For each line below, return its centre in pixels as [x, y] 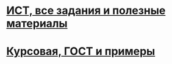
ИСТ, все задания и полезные [86, 11]
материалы [37, 23]
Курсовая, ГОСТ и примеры [81, 52]
